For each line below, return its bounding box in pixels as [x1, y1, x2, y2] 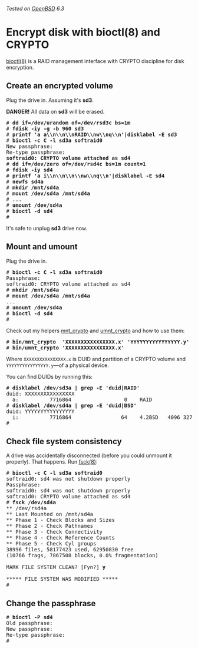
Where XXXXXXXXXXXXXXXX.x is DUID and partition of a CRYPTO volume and [6, 355, 186, 362]
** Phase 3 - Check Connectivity [6, 528, 103, 535]
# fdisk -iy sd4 [6, 166, 53, 173]
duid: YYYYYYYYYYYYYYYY [6, 408, 75, 415]
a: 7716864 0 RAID [12, 396, 153, 403]
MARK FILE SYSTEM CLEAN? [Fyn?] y [6, 564, 106, 571]
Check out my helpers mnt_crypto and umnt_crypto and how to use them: [6, 327, 185, 334]
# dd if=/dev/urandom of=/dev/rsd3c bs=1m [6, 119, 131, 126]
